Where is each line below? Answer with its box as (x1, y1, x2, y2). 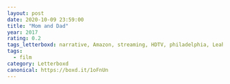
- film (13, 54, 32, 61)
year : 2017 (7, 28, 38, 36)
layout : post (7, 9, 44, 17)
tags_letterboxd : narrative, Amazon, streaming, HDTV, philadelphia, (7, 41, 210, 48)
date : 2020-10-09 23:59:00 (7, 16, 84, 23)
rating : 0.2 (7, 35, 41, 42)
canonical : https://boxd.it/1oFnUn (7, 66, 109, 73)
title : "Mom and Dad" (7, 22, 69, 29)
